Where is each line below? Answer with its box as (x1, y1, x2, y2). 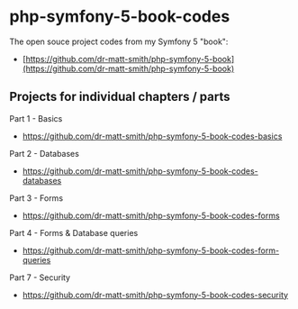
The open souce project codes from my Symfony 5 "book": (9, 36, 229, 47)
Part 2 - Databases (9, 148, 79, 159)
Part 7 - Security (9, 272, 70, 283)
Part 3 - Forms (9, 192, 64, 204)
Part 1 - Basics (9, 113, 63, 123)
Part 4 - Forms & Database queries (9, 227, 139, 238)
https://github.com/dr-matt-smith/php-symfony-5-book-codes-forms (22, 210, 281, 221)
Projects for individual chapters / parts (9, 89, 230, 105)
